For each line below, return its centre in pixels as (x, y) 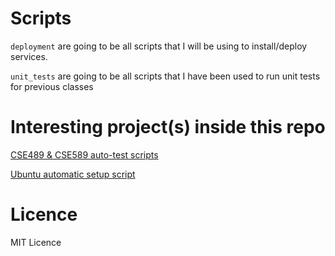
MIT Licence (36, 242)
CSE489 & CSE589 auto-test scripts (84, 154)
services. (29, 56)
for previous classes (52, 86)
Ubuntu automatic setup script (73, 174)
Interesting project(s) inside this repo (168, 127)
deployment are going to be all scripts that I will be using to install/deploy (159, 46)
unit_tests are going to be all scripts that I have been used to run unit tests (165, 76)
